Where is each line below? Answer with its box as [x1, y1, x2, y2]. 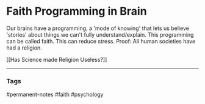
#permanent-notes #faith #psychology [6, 91, 104, 98]
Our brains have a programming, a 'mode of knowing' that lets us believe [6, 24, 189, 32]
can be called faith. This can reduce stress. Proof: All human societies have [6, 37, 196, 45]
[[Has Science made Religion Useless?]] [6, 56, 107, 63]
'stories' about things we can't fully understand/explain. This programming [6, 31, 194, 38]
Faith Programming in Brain [6, 4, 148, 18]
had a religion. [6, 44, 43, 51]
